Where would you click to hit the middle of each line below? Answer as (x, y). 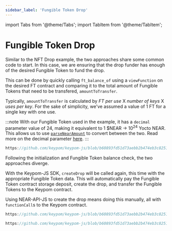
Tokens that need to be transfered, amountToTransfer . (61, 91)
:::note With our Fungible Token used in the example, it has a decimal (78, 122)
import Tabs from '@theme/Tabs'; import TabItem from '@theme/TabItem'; (84, 25)
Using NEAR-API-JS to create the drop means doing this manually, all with (83, 199)
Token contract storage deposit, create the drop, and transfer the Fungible (84, 184)
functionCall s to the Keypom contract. (46, 205)
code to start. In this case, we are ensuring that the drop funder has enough (85, 65)
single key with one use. (31, 112)
